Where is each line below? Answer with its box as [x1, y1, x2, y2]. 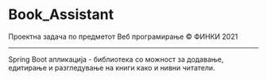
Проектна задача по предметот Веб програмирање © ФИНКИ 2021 [8, 32, 238, 41]
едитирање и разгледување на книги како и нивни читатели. [8, 63, 216, 72]
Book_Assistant [8, 6, 114, 24]
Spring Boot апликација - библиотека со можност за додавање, [8, 54, 224, 64]
